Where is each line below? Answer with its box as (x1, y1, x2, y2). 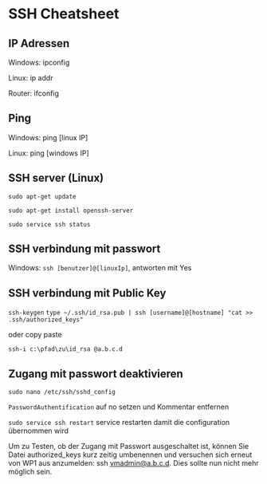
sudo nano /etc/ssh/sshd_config (8, 388, 116, 396)
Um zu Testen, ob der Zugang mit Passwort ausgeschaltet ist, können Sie (8, 442, 249, 451)
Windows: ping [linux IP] (8, 132, 88, 142)
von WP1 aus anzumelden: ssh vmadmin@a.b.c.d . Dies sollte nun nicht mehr (8, 458, 259, 468)
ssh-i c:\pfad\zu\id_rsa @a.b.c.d (8, 345, 124, 353)
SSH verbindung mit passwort (8, 242, 161, 256)
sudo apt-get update (8, 192, 77, 200)
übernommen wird (8, 426, 69, 435)
